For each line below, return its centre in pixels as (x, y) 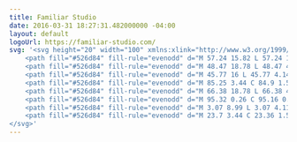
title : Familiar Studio (53, 17)
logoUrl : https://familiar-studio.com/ (83, 42)
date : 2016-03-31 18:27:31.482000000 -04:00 (92, 26)
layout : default (39, 34)
